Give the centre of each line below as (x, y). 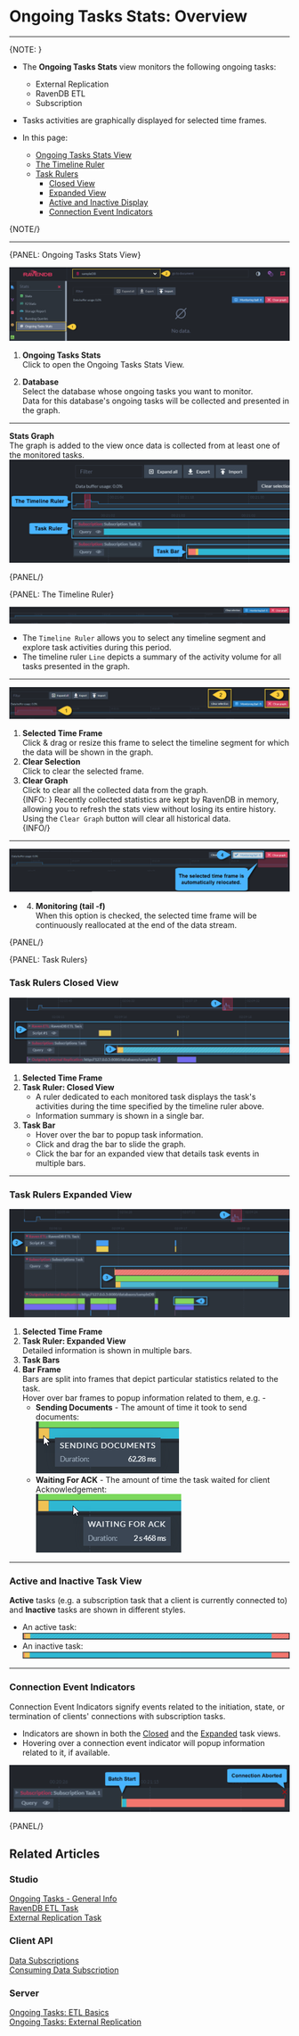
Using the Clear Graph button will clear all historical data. (126, 819)
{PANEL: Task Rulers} (48, 960)
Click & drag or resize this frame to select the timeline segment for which (156, 743)
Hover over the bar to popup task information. (119, 1134)
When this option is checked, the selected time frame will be (146, 915)
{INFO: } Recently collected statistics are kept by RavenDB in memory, (150, 799)
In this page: (45, 137)
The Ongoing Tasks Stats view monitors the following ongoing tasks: (149, 66)
